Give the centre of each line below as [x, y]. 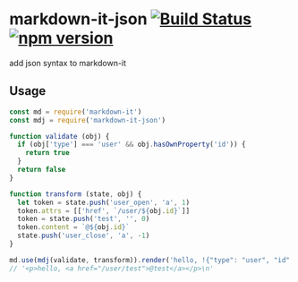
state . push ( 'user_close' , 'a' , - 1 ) [84, 236]
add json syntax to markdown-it [68, 63]
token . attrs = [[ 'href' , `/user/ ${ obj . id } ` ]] [104, 210]
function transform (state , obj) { [76, 194]
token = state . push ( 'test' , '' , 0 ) [84, 219]
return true [47, 153]
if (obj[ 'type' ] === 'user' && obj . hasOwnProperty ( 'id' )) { [132, 145]
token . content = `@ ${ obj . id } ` [73, 227]
